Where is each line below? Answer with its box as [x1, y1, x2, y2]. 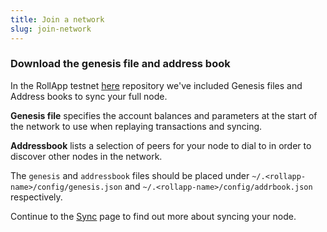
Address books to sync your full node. [10, 90, 168, 102]
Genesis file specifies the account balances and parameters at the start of [10, 109, 318, 121]
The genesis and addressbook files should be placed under [10, 169, 250, 181]
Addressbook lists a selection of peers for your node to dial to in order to [10, 139, 312, 151]
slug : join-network [10, 24, 92, 34]
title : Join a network [10, 14, 105, 25]
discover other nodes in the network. [10, 150, 163, 162]
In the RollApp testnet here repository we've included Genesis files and [10, 79, 303, 91]
